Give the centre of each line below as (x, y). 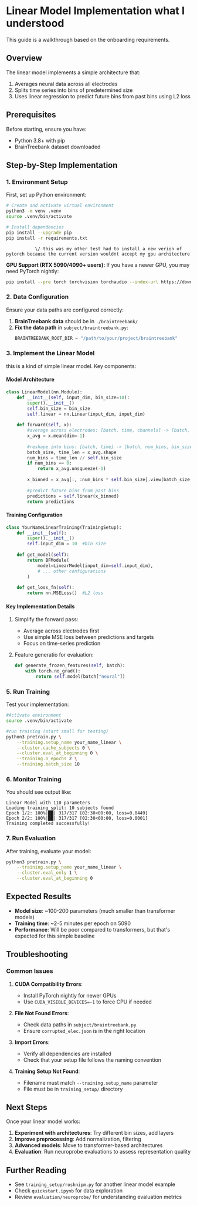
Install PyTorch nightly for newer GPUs (70, 995)
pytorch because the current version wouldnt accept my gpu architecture (98, 254)
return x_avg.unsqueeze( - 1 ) (72, 469)
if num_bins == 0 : (50, 463)
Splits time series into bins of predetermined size (74, 90)
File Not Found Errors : (42, 1013)
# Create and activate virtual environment (60, 206)
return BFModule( (48, 560)
